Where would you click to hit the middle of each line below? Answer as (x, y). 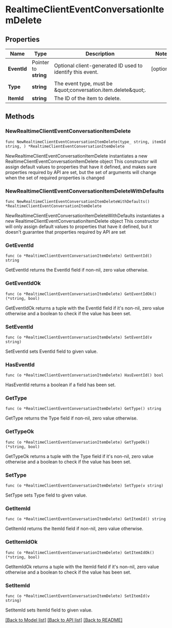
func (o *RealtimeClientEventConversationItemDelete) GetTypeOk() (78, 442)
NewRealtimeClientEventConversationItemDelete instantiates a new (76, 156)
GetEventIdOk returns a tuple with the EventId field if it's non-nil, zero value (85, 308)
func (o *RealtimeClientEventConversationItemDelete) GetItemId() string (86, 519)
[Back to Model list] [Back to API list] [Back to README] (64, 620)
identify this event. (76, 72)
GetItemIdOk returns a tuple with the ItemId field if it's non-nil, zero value (82, 566)
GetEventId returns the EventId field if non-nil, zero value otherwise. (77, 270)
